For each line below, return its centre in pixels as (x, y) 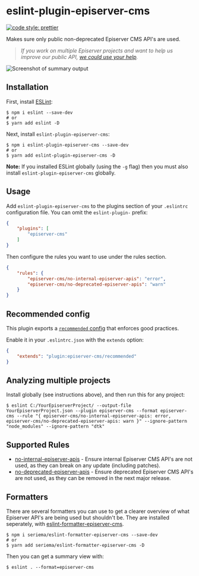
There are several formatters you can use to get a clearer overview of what (98, 512)
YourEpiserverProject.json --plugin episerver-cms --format (82, 411)
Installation (27, 87)
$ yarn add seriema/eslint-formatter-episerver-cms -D (75, 546)
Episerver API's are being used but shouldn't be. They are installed (88, 518)
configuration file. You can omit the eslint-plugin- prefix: (77, 212)
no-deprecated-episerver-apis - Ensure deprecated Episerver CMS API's (104, 472)
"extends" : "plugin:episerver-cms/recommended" (77, 356)
